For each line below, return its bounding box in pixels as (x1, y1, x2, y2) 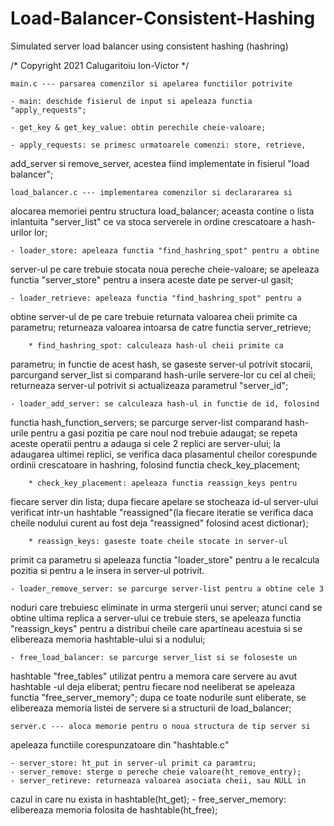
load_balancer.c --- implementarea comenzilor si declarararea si (10, 187, 293, 197)
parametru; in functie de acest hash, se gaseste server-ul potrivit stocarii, (10, 358, 313, 370)
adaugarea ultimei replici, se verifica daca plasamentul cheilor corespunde (10, 448, 318, 460)
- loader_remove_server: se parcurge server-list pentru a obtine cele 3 (10, 583, 325, 594)
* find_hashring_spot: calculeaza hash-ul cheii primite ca (28, 340, 284, 351)
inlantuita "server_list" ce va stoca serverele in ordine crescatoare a (10, 215, 290, 227)
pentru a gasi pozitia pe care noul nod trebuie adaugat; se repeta (30, 427, 298, 439)
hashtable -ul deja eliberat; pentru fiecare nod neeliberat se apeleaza (10, 680, 296, 692)
